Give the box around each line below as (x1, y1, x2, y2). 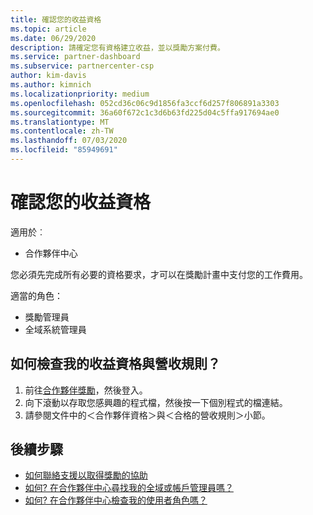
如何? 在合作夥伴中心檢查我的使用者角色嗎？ (24, 494, 208, 506)
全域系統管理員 (24, 323, 87, 335)
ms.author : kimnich (10, 80, 92, 90)
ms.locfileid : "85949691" (10, 145, 118, 155)
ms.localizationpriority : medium (10, 89, 150, 99)
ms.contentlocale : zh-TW (10, 126, 114, 136)
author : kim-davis (10, 71, 87, 81)
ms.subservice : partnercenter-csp (10, 61, 155, 71)
